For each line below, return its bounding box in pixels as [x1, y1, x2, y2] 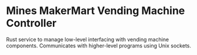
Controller [6, 16, 57, 30]
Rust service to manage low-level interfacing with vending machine [6, 36, 169, 43]
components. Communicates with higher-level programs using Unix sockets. [6, 42, 192, 49]
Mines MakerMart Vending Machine [6, 4, 185, 18]
